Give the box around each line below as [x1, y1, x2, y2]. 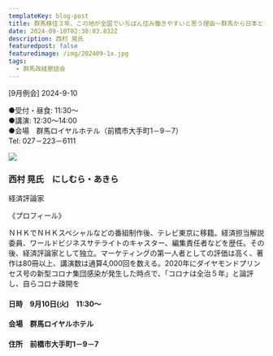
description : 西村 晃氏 [8, 34, 84, 43]
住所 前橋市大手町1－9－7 [8, 339, 99, 349]
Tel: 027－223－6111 [8, 136, 76, 145]
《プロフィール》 [8, 211, 66, 220]
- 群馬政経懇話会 [15, 65, 66, 73]
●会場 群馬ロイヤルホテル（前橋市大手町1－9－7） [8, 125, 183, 135]
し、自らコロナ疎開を [8, 279, 80, 289]
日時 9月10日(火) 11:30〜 [8, 298, 102, 309]
